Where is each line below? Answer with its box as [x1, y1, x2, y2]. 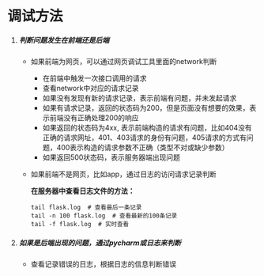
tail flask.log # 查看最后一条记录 [30, 203, 142, 212]
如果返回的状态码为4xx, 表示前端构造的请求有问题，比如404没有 [42, 123, 252, 133]
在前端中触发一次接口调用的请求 [42, 74, 147, 83]
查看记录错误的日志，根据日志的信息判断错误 [30, 259, 177, 269]
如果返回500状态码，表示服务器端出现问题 [42, 153, 181, 162]
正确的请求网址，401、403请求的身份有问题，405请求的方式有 [42, 133, 247, 142]
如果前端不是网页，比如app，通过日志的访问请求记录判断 [30, 169, 217, 179]
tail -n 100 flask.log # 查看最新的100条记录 [30, 212, 178, 220]
